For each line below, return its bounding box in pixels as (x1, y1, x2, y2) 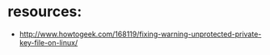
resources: (7, 2, 82, 21)
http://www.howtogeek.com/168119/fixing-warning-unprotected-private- (19, 29, 262, 39)
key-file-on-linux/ (19, 37, 78, 47)
